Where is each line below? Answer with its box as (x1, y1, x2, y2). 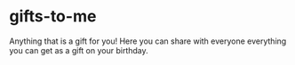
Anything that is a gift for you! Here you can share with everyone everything (9, 36, 287, 46)
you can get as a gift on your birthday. (9, 45, 148, 55)
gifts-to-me (9, 6, 97, 27)
